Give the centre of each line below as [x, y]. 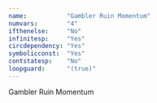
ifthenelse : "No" [45, 31]
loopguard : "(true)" [52, 69]
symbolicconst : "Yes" [47, 54]
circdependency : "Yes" [47, 46]
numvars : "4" [44, 24]
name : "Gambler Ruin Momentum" [80, 16]
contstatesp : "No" [45, 62]
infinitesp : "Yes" [47, 39]
